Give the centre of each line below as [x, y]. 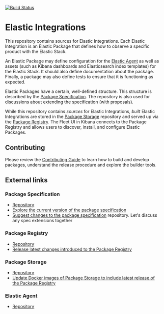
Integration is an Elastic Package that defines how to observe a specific [77, 46]
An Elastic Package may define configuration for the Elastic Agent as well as [82, 61]
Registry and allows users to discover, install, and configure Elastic [72, 127]
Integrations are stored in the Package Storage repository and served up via [82, 116]
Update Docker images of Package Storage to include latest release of [83, 278]
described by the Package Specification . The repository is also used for [78, 96]
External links [27, 180]
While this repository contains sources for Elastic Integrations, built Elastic [80, 111]
